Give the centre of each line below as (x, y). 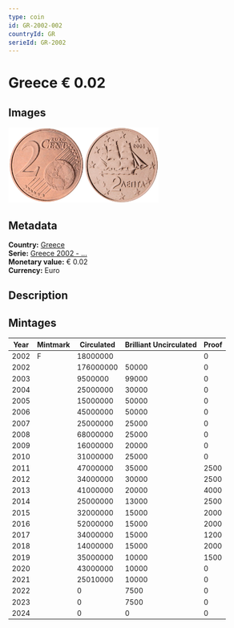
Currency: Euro (34, 271)
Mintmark (54, 345)
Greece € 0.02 (57, 83)
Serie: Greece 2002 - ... (48, 254)
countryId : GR (32, 34)
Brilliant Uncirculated (161, 345)
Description (38, 296)
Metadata (33, 225)
